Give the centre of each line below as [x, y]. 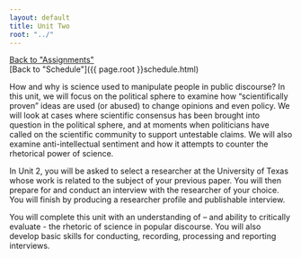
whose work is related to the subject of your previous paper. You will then [145, 181]
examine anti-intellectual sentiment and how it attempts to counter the [139, 144]
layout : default [40, 18]
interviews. [30, 246]
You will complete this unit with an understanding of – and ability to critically [150, 218]
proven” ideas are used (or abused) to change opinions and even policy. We [150, 106]
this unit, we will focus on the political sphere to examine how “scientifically [149, 96]
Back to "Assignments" [52, 60]
